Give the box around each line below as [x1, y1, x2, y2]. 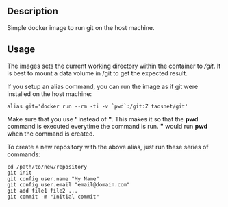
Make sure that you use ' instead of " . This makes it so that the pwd [7, 114, 199, 123]
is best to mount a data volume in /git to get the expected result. [7, 69, 188, 77]
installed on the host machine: [7, 89, 92, 98]
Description [7, 5, 58, 17]
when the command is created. [7, 130, 94, 138]
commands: [7, 150, 41, 158]
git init [7, 169, 32, 176]
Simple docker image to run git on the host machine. [7, 23, 155, 32]
